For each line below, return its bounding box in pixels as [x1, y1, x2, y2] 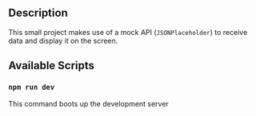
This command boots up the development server [8, 99, 170, 108]
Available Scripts [8, 59, 94, 72]
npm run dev [8, 83, 55, 92]
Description [8, 6, 68, 20]
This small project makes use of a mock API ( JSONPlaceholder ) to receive [8, 27, 248, 37]
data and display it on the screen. [8, 36, 118, 45]
